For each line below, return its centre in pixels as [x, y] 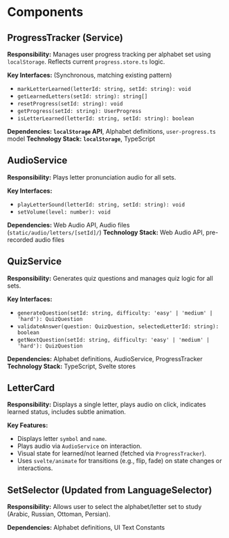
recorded [20, 239]
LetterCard [31, 388]
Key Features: [28, 425]
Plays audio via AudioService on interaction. [79, 446]
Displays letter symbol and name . [62, 439]
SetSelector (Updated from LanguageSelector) [110, 490]
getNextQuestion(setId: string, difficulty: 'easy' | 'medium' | [113, 340]
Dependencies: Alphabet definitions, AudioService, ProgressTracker [105, 358]
